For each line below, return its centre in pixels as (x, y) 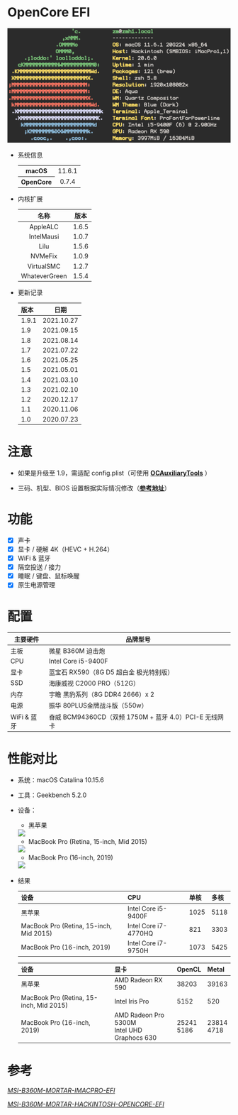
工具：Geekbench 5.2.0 (52, 795)
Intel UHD (129, 1030)
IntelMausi (44, 236)
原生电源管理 (36, 585)
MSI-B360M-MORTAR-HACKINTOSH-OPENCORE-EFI (86, 1104)
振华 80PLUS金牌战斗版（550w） (98, 705)
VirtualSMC (44, 266)
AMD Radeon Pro (140, 1015)
